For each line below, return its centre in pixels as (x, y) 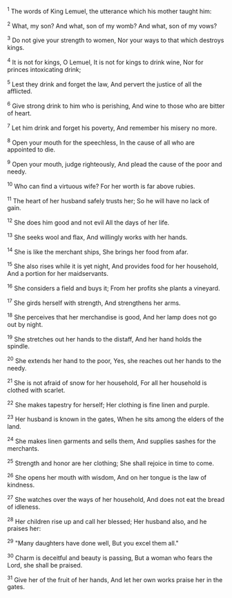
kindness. (21, 485)
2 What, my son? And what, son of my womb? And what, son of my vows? (112, 25)
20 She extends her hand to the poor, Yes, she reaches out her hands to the (114, 360)
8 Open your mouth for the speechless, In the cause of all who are (101, 142)
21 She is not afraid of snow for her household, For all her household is (107, 382)
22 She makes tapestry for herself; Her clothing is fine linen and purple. (108, 404)
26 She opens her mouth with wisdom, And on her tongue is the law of (107, 477)
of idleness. (24, 507)
